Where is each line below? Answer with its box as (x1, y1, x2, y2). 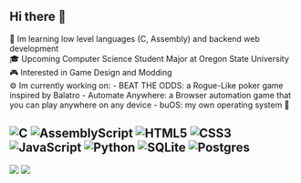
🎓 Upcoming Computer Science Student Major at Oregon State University (9, 53, 290, 64)
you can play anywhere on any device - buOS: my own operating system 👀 (9, 99, 290, 110)
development (9, 43, 59, 54)
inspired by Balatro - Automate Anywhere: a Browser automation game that (9, 89, 292, 100)
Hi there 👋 (9, 9, 67, 25)
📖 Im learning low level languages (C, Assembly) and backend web (9, 33, 260, 44)
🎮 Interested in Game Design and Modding (9, 66, 172, 77)
